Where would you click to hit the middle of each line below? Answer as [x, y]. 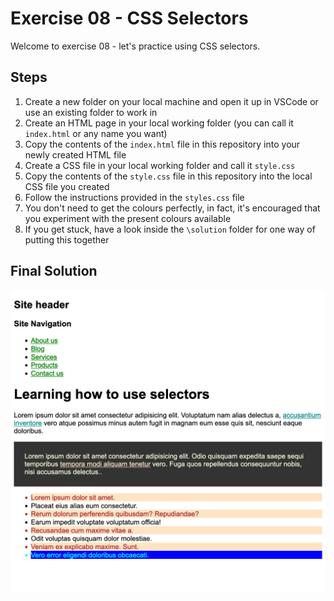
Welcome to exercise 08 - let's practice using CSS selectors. [135, 46]
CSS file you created [67, 186]
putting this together [67, 239]
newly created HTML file [75, 154]
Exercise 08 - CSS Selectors [129, 18]
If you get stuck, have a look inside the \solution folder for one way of [170, 229]
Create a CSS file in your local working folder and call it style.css [160, 165]
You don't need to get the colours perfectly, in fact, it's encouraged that [172, 208]
